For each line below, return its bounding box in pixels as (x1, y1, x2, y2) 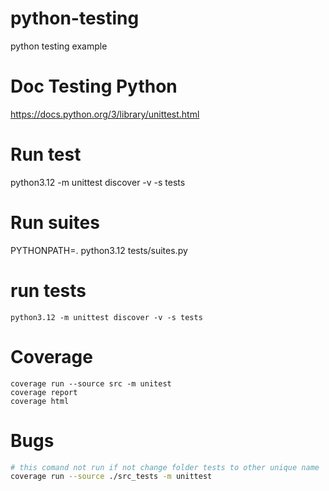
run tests (10, 279, 87, 302)
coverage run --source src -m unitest (10, 378, 172, 389)
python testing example (10, 40, 108, 52)
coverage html (10, 396, 70, 406)
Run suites (10, 212, 100, 234)
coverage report (10, 387, 78, 397)
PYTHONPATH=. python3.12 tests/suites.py (10, 244, 188, 256)
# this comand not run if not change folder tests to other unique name (10, 462, 320, 472)
